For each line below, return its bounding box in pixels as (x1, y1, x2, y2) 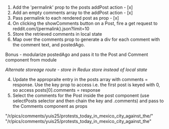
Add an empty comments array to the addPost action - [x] (12, 10, 133, 16)
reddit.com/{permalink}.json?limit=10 (12, 26, 90, 32)
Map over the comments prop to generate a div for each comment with (12, 36, 160, 42)
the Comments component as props (12, 103, 88, 109)
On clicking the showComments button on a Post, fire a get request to (12, 20, 158, 26)
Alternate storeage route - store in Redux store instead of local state (5, 67, 148, 73)
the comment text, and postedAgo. (12, 42, 85, 47)
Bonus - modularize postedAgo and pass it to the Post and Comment (5, 51, 148, 57)
